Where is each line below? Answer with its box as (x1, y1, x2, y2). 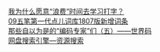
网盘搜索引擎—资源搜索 (8, 36, 84, 45)
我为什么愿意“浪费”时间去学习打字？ (8, 7, 125, 16)
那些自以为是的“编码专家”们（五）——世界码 (8, 26, 152, 35)
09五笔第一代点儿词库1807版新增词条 (8, 16, 129, 26)
